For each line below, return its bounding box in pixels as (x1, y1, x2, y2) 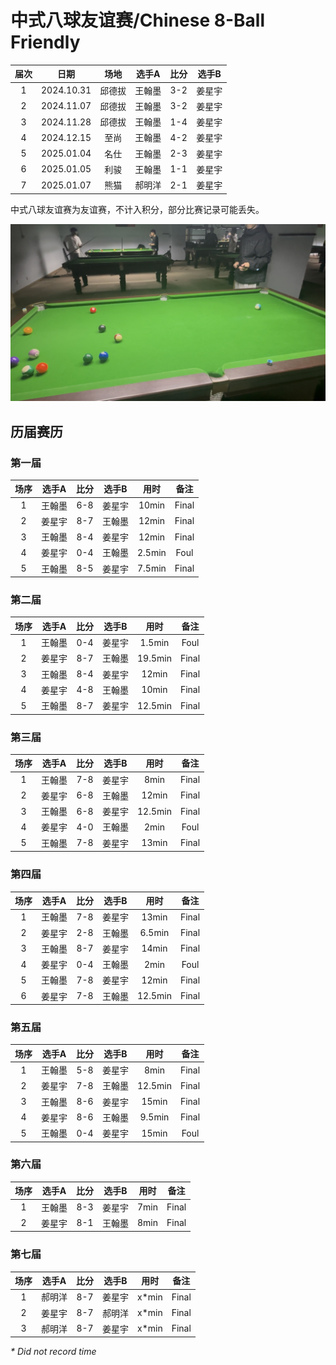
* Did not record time (10, 1346, 97, 1358)
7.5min (137, 562, 167, 575)
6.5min (139, 927, 170, 939)
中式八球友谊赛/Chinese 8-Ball (10, 9, 265, 32)
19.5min (137, 652, 172, 664)
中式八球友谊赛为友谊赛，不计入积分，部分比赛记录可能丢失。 (10, 203, 265, 215)
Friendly (10, 31, 81, 54)
